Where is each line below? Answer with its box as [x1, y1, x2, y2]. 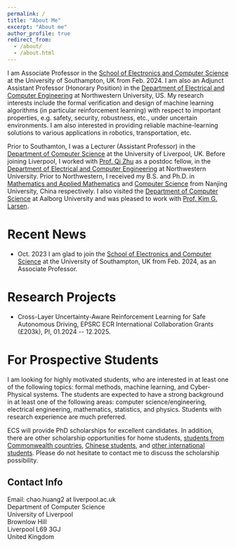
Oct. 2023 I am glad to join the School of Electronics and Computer [17, 249, 212, 258]
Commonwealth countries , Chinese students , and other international [7, 441, 205, 450]
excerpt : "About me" [7, 23, 68, 30]
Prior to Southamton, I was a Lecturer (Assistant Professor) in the [7, 142, 196, 150]
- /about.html [13, 50, 55, 57]
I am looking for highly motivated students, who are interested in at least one [7, 375, 229, 384]
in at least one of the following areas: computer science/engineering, [7, 398, 207, 406]
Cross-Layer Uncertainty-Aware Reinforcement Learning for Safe [17, 312, 206, 320]
